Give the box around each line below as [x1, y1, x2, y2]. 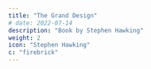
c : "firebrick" [8, 48, 59, 56]
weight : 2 [8, 33, 41, 42]
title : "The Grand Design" [8, 11, 98, 20]
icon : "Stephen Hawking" [8, 41, 91, 49]
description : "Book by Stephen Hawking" [8, 26, 145, 34]
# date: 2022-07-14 [8, 19, 73, 27]
